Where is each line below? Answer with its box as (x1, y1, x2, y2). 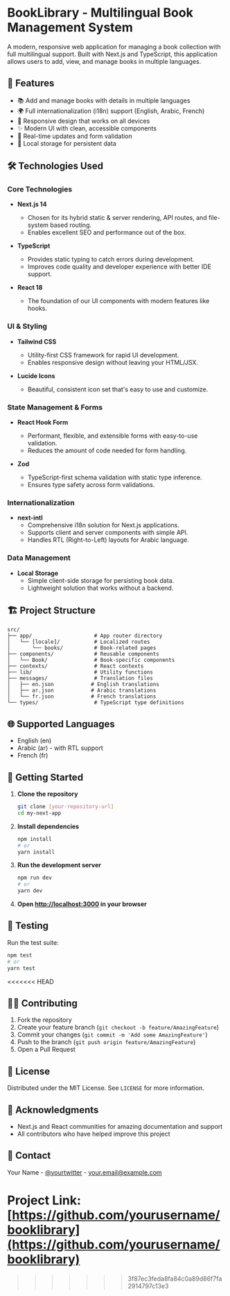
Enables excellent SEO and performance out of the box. (27, 228, 186, 237)
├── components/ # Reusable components (7, 651, 159, 658)
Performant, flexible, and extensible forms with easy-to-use (27, 432, 198, 440)
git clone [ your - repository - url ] (17, 803, 114, 810)
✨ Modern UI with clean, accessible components (17, 123, 157, 133)
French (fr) (17, 751, 48, 760)
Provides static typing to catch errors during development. (27, 255, 195, 264)
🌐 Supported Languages (7, 718, 116, 730)
